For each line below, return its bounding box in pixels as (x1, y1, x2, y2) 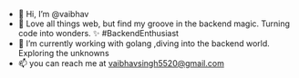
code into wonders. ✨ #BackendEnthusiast (17, 28, 180, 38)
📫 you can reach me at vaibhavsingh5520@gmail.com (17, 58, 225, 68)
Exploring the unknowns (17, 48, 109, 58)
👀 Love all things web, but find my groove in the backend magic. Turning (17, 18, 290, 29)
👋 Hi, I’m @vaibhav (17, 9, 89, 19)
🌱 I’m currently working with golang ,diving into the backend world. (17, 38, 271, 49)
